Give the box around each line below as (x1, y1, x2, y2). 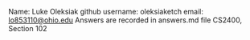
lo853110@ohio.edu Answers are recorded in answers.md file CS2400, (8, 15, 243, 25)
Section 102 (8, 24, 47, 33)
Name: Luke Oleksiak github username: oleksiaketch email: (8, 7, 203, 16)
